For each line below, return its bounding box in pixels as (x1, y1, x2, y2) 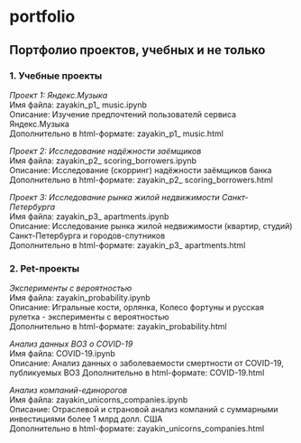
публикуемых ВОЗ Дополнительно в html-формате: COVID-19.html (9, 367, 265, 378)
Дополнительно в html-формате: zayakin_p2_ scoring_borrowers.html (9, 174, 273, 185)
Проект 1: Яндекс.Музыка (9, 89, 108, 100)
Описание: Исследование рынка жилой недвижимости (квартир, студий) (9, 220, 293, 231)
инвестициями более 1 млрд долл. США (9, 413, 163, 425)
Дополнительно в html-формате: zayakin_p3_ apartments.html (9, 239, 246, 250)
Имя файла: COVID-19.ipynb (9, 348, 115, 359)
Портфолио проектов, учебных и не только (9, 42, 266, 58)
